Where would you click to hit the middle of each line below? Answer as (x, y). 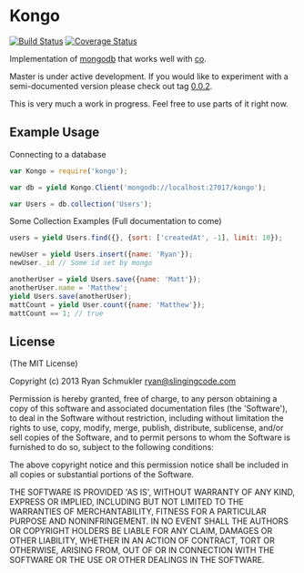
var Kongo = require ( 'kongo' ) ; (69, 171)
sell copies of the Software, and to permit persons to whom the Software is (150, 437)
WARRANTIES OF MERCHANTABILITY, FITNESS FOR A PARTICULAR (138, 512)
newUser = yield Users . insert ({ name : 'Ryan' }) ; (101, 255)
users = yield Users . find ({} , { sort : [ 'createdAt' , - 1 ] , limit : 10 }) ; (146, 238)
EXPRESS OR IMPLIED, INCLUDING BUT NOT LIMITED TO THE (127, 502)
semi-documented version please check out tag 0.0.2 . (111, 86)
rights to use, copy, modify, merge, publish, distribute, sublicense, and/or (147, 428)
